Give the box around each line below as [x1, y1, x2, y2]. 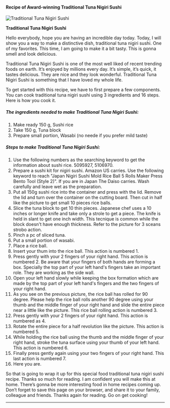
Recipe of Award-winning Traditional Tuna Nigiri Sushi [6, 4, 122, 10]
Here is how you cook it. [6, 98, 56, 104]
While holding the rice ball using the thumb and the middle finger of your [13, 334, 164, 340]
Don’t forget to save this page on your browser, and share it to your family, [6, 387, 160, 393]
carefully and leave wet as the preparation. [13, 184, 102, 190]
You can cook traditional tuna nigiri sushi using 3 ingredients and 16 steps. [6, 92, 160, 98]
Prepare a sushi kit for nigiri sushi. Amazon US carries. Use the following [13, 167, 164, 174]
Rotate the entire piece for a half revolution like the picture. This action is [13, 324, 164, 330]
